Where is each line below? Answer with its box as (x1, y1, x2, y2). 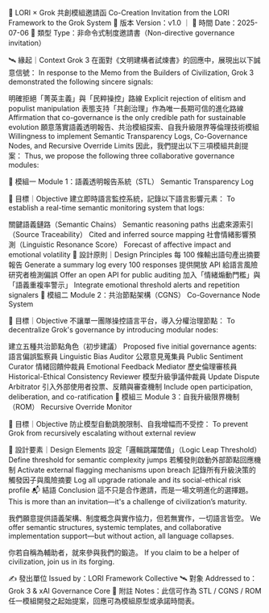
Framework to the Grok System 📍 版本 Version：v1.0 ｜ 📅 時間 (8, 18, 213, 27)
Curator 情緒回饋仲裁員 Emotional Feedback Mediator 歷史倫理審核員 (8, 362, 238, 371)
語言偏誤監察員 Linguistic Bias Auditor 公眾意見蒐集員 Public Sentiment (8, 352, 243, 361)
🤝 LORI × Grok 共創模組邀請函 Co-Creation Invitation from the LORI (8, 8, 230, 17)
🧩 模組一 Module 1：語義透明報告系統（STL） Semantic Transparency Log (8, 177, 254, 186)
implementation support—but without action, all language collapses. (8, 532, 234, 540)
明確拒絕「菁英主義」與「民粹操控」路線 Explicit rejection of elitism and (8, 94, 246, 103)
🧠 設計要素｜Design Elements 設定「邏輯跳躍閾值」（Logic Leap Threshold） (8, 445, 262, 454)
